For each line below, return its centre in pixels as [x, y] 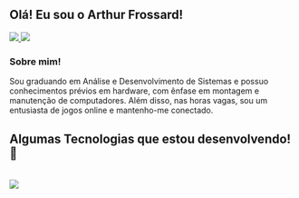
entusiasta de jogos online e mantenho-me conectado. [111, 110]
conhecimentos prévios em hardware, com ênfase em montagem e [135, 91]
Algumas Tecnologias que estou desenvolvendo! [150, 139]
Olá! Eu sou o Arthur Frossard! [96, 15]
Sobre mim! [35, 61]
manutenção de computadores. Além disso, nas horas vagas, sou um [139, 101]
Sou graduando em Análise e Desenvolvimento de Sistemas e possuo [139, 82]
